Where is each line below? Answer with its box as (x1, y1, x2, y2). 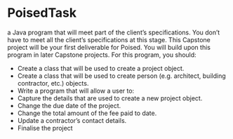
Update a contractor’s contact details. (17, 116, 127, 124)
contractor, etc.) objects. (17, 79, 89, 87)
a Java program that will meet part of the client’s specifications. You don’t (7, 28, 220, 37)
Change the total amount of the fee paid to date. (17, 109, 157, 117)
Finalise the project (17, 124, 73, 132)
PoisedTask (7, 5, 77, 21)
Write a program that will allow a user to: (17, 86, 135, 95)
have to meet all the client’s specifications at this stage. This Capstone (7, 35, 211, 44)
